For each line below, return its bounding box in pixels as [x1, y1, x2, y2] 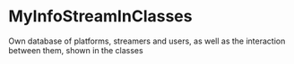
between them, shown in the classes [8, 44, 144, 55]
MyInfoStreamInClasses [8, 6, 193, 27]
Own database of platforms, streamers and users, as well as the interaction [8, 36, 286, 46]
